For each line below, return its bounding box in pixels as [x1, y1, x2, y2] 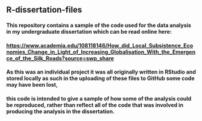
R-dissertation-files [6, 5, 83, 15]
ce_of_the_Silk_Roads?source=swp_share [6, 54, 115, 62]
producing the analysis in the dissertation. [6, 108, 115, 115]
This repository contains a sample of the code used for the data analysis [6, 21, 192, 29]
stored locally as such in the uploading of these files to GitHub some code [6, 75, 195, 82]
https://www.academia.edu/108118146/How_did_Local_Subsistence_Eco [6, 42, 194, 49]
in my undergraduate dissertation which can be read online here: [6, 28, 172, 35]
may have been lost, [6, 81, 58, 88]
